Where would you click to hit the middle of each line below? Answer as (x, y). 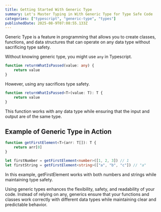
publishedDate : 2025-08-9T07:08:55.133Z (47, 23)
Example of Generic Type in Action (58, 132)
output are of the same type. (33, 116)
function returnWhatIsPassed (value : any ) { (50, 66)
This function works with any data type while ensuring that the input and (77, 111)
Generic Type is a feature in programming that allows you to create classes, (80, 37)
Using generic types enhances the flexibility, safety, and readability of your (80, 189)
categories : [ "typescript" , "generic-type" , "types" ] (61, 18)
